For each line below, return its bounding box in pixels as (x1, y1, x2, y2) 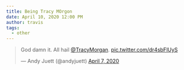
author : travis (6, 19, 44, 25)
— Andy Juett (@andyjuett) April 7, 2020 (20, 58, 120, 65)
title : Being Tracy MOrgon (6, 8, 73, 15)
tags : (6, 24, 19, 31)
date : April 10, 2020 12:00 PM (6, 14, 83, 20)
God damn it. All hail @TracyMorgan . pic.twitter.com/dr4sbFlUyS (20, 46, 178, 53)
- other (11, 30, 31, 36)
